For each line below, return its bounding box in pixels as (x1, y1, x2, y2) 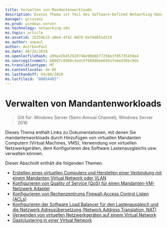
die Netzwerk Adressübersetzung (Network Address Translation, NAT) (12, 207, 157, 213)
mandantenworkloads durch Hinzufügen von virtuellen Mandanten (5, 135, 141, 141)
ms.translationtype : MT (5, 63, 55, 68)
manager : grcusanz (5, 16, 43, 21)
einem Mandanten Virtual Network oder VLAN (12, 175, 107, 181)
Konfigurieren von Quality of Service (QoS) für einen (12, 180, 120, 186)
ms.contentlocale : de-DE (5, 68, 57, 73)
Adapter (33, 185, 50, 191)
